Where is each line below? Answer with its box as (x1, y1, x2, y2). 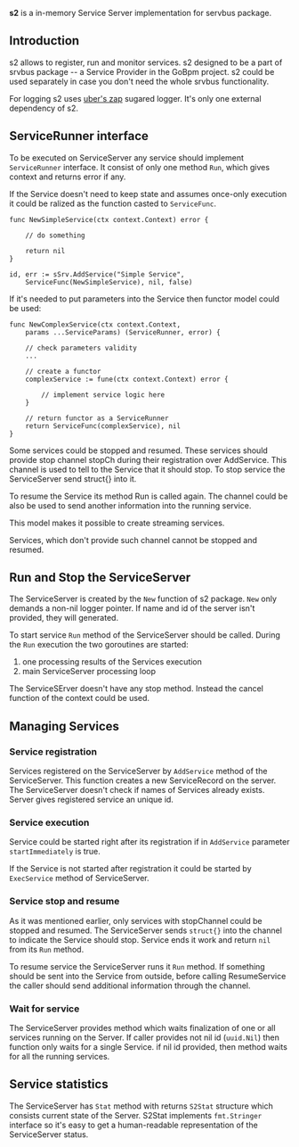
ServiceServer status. (9, 1128, 89, 1140)
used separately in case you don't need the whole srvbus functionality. (9, 76, 270, 87)
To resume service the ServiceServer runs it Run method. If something (9, 961, 265, 971)
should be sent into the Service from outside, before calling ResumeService (9, 970, 287, 981)
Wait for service (9, 1003, 80, 1015)
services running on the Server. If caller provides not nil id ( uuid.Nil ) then (9, 1032, 280, 1043)
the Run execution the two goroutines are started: (9, 640, 189, 650)
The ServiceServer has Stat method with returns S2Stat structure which (9, 1101, 273, 1111)
